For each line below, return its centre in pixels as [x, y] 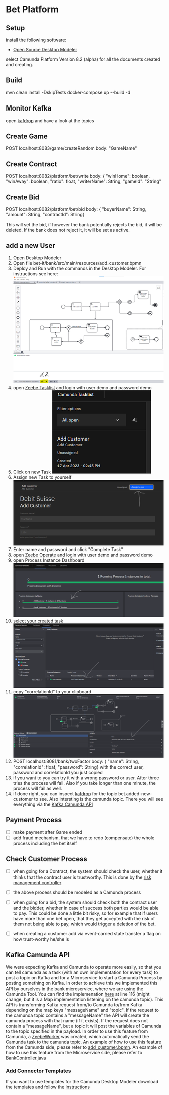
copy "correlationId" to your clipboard [52, 692]
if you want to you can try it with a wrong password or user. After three [86, 778]
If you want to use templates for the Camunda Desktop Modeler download [82, 1082]
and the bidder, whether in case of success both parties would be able [86, 908]
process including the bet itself [45, 843]
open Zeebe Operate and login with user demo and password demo [83, 555]
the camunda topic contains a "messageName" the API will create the [77, 1015]
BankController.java [26, 1058]
